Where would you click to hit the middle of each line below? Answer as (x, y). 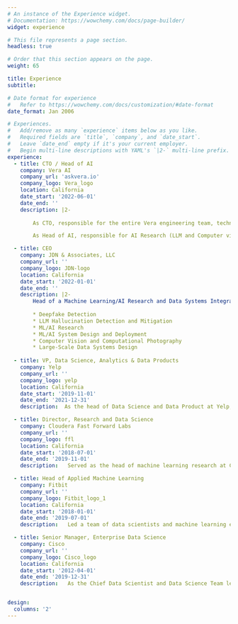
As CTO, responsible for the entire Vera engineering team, (123, 223)
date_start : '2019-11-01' (58, 394)
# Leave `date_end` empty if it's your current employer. (98, 144)
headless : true (30, 47)
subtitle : (22, 85)
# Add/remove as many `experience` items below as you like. (103, 131)
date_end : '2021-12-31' (55, 400)
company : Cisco (42, 544)
